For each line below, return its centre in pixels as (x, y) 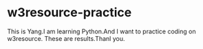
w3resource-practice (70, 13)
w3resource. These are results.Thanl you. (66, 38)
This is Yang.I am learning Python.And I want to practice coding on (101, 31)
